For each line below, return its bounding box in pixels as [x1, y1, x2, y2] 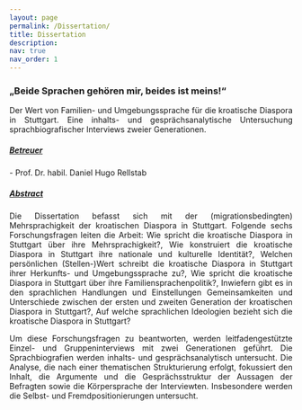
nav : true [9, 47, 47, 56]
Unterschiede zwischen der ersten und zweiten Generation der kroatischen [9, 297, 293, 307]
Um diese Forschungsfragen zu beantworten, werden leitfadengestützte [9, 334, 293, 344]
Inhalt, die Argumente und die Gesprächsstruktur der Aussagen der [9, 371, 293, 382]
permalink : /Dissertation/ [9, 22, 111, 31]
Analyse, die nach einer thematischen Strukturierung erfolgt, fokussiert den [9, 361, 293, 373]
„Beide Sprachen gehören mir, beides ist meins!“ [9, 85, 226, 97]
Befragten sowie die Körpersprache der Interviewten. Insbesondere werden [9, 381, 293, 392]
